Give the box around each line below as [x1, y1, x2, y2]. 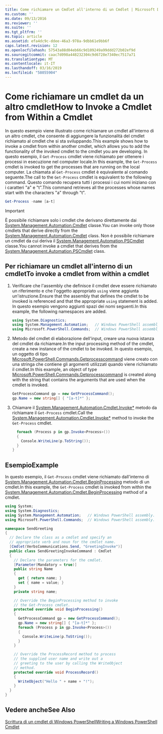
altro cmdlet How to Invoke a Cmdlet [5, 101, 152, 113]
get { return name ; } [17, 576, 62, 581]
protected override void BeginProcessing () [14, 607, 103, 612]
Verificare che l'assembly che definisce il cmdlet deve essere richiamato [12, 282, 157, 289]
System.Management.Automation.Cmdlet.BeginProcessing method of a [5, 489, 147, 495]
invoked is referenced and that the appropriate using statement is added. [12, 298, 158, 304]
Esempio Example [5, 461, 59, 469]
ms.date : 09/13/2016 [5, 16, 47, 21]
